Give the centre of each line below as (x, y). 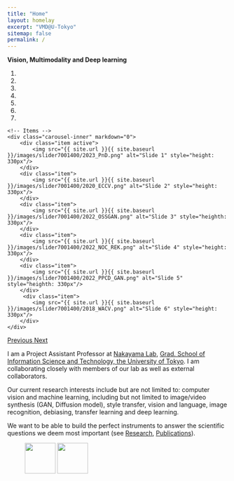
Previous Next (28, 340)
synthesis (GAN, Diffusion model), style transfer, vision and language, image (117, 405)
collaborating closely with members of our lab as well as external (101, 369)
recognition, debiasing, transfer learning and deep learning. (93, 412)
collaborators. (27, 377)
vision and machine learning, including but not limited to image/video (107, 398)
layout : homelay (31, 20)
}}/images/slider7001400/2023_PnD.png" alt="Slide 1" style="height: (111, 156)
